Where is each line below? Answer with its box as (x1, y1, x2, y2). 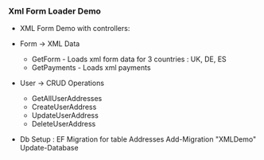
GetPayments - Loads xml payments (31, 63, 151, 72)
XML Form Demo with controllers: (19, 24, 130, 33)
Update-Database (19, 143, 79, 153)
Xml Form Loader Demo (8, 6, 102, 17)
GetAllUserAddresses (31, 94, 103, 103)
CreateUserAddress (31, 102, 97, 112)
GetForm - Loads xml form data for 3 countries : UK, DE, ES (31, 54, 227, 64)
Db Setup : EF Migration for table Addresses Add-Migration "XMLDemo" (19, 135, 257, 144)
